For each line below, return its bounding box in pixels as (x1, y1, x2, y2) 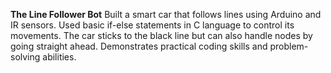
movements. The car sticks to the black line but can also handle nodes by (10, 30, 313, 41)
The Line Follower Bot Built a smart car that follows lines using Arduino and (10, 9, 322, 20)
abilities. (42, 51, 77, 63)
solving (10, 51, 41, 63)
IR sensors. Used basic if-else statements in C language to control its (10, 19, 295, 31)
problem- (269, 40, 309, 52)
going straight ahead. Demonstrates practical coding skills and (10, 40, 268, 52)
